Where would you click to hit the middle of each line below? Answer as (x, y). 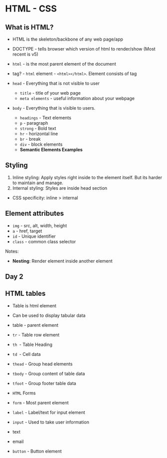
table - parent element (35, 325)
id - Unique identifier (34, 236)
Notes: (12, 251)
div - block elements (41, 144)
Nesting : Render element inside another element (63, 261)
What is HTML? (29, 27)
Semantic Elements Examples (51, 150)
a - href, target (27, 231)
